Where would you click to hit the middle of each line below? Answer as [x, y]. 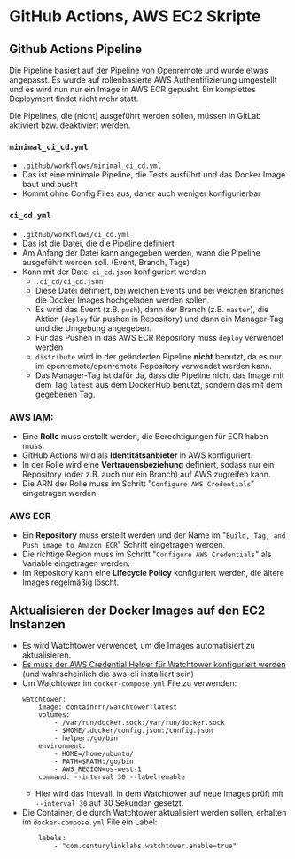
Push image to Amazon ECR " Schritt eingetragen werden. [124, 545]
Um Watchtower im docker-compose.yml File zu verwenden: [129, 683]
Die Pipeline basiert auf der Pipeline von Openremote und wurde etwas [139, 70]
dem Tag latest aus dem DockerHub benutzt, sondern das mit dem [159, 384]
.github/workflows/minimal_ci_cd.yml [92, 166]
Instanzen [37, 624]
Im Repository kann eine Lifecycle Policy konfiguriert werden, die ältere [153, 573]
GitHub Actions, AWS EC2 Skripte [135, 16]
